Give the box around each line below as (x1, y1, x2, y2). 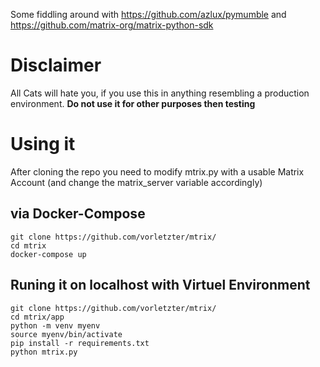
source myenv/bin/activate (10, 329, 123, 339)
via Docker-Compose (10, 205, 146, 223)
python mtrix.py (10, 347, 78, 357)
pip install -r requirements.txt (10, 338, 150, 348)
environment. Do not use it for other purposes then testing (10, 97, 256, 109)
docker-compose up (10, 249, 87, 259)
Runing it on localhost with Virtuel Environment (10, 277, 311, 294)
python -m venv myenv (10, 320, 101, 331)
